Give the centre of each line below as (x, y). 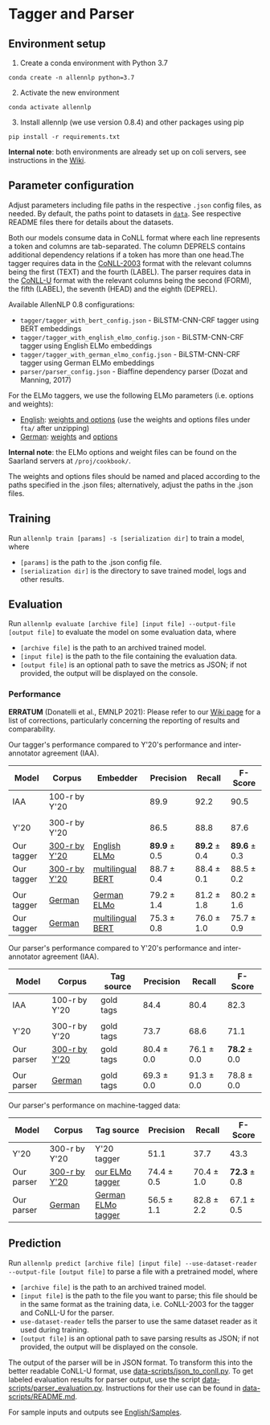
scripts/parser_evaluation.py (55, 1388)
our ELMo (113, 1172)
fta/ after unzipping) (55, 428)
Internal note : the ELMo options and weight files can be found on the (123, 452)
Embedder (117, 778)
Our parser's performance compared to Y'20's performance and (115, 948)
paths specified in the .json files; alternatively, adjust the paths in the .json (131, 485)
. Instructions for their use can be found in (171, 1388)
